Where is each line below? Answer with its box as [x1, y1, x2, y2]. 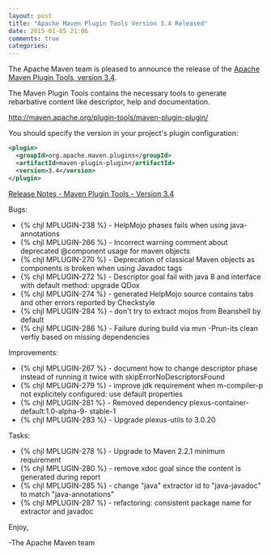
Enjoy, [8, 522, 29, 532]
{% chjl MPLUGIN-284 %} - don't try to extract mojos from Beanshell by [19, 306, 261, 316]
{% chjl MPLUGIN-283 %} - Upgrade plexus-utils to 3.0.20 [19, 414, 216, 425]
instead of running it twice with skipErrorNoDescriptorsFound [19, 371, 225, 381]
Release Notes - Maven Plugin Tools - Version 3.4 [8, 189, 175, 198]
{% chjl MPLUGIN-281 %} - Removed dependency [19, 397, 188, 407]
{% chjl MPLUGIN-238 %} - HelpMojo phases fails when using [19, 220, 229, 230]
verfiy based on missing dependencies [19, 332, 150, 341]
